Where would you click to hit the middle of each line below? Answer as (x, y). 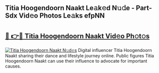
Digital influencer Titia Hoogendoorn (115, 50)
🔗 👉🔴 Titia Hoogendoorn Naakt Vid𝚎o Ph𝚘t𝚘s (77, 36)
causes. (13, 66)
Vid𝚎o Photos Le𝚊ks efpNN (62, 16)
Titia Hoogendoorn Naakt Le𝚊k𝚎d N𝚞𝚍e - (70, 8)
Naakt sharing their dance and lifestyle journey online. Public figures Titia (80, 56)
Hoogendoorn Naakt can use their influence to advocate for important (76, 61)
